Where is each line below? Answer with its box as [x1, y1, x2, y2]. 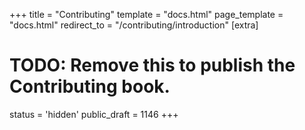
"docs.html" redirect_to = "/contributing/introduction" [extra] [9, 19, 259, 31]
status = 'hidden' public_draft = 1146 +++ [9, 108, 179, 120]
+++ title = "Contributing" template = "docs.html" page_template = [9, 9, 284, 20]
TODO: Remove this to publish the [9, 54, 296, 77]
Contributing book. [9, 75, 171, 98]
